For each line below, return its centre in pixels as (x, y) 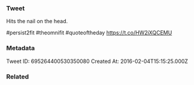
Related (18, 77)
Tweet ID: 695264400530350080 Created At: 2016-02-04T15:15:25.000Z (97, 61)
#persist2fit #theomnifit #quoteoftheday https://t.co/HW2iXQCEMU (89, 33)
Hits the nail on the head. (37, 21)
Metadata (20, 48)
